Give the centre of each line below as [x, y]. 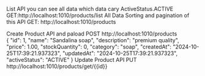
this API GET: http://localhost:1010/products [61, 22]
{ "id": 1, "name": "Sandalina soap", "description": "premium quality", [93, 40]
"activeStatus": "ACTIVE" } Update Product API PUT [72, 60]
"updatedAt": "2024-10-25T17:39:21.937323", [120, 53]
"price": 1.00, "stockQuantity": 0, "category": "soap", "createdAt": [89, 47]
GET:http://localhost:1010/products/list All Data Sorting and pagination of [98, 15]
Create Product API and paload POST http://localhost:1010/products [92, 34]
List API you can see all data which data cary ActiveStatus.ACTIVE [90, 9]
